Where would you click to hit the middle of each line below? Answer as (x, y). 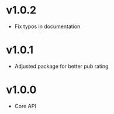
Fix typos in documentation (47, 26)
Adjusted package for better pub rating (61, 66)
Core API (25, 106)
